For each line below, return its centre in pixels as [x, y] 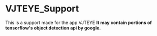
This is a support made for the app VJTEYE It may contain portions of [79, 22]
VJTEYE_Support [42, 9]
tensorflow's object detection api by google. [53, 27]
